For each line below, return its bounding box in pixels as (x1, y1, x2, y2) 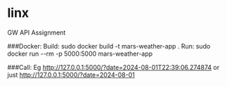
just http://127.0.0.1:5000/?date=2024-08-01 (7, 70, 135, 79)
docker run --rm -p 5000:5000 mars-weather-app (7, 49, 153, 58)
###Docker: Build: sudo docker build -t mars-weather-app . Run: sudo (7, 42, 211, 50)
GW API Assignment (7, 28, 66, 37)
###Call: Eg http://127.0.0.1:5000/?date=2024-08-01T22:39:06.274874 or (7, 63, 220, 71)
